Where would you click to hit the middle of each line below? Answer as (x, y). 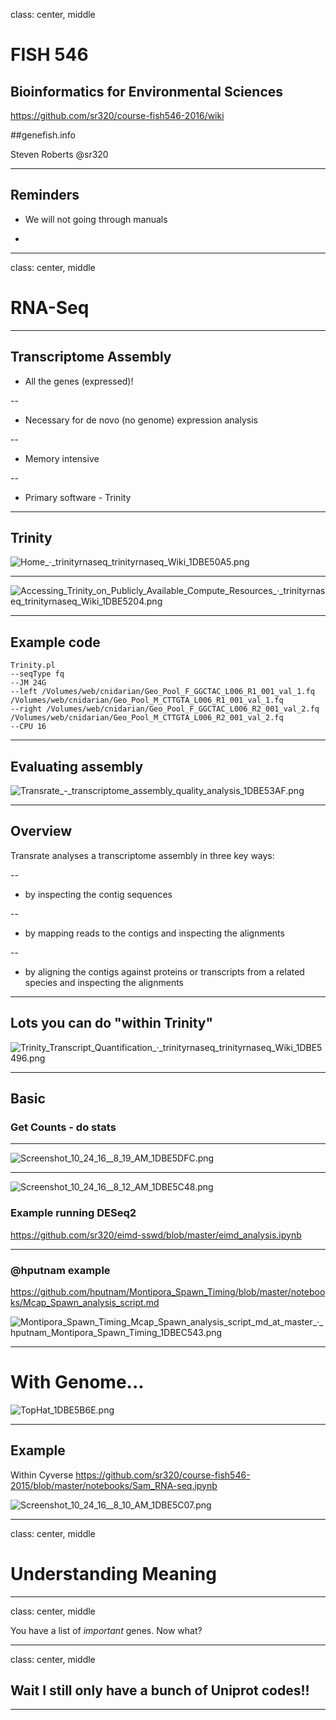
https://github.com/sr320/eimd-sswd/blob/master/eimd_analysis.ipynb (156, 1235)
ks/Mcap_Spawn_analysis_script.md (85, 1302)
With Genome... (77, 1382)
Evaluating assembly (77, 766)
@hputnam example (60, 1270)
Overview (41, 831)
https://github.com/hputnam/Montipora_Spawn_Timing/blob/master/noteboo (168, 1291)
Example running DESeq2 (73, 1213)
